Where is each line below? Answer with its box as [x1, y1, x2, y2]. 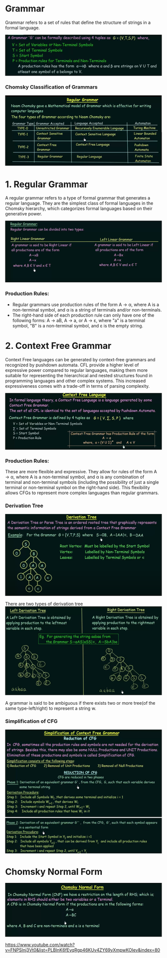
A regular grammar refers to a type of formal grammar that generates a [5, 195, 151, 201]
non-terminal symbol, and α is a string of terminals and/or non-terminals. [12, 307, 162, 313]
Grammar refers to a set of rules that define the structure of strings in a [5, 19, 151, 25]
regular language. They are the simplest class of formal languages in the [5, 200, 154, 207]
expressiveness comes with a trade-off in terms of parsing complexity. [5, 383, 150, 389]
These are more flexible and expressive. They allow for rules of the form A [5, 469, 158, 475]
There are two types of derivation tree [5, 601, 83, 607]
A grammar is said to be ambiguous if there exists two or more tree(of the [5, 700, 156, 706]
